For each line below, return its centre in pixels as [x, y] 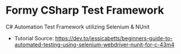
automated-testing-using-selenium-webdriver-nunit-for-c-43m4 [94, 45]
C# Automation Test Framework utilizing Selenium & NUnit [78, 27]
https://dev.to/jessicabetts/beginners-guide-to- [114, 38]
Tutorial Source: [34, 38]
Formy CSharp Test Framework [85, 10]
